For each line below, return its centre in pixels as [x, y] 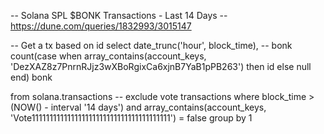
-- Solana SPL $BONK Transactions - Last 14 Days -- [119, 15]
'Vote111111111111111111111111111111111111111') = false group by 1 [131, 118]
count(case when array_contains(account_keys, [108, 56]
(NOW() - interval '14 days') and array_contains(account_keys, [138, 107]
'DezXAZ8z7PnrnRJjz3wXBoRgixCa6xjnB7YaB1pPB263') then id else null [161, 66]
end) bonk [31, 77]
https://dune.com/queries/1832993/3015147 [101, 26]
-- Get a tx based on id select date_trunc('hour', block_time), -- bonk [151, 45]
